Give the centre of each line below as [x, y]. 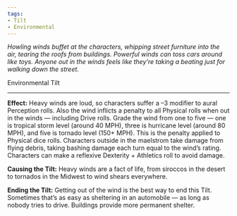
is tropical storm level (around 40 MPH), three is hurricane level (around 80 [116, 126]
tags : [15, 14]
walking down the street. [43, 69]
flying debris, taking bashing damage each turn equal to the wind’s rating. [114, 148]
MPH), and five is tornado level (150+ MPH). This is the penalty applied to [114, 133]
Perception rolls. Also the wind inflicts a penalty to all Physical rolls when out [119, 110]
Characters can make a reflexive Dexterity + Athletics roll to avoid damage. [116, 155]
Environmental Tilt [34, 83]
